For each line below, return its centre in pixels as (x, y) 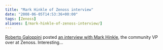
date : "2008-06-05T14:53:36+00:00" (42, 14)
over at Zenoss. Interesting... (34, 43)
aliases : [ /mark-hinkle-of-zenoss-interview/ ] (54, 23)
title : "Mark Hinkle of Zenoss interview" (49, 10)
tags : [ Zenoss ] (21, 19)
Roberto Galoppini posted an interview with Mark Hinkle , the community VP (81, 37)
